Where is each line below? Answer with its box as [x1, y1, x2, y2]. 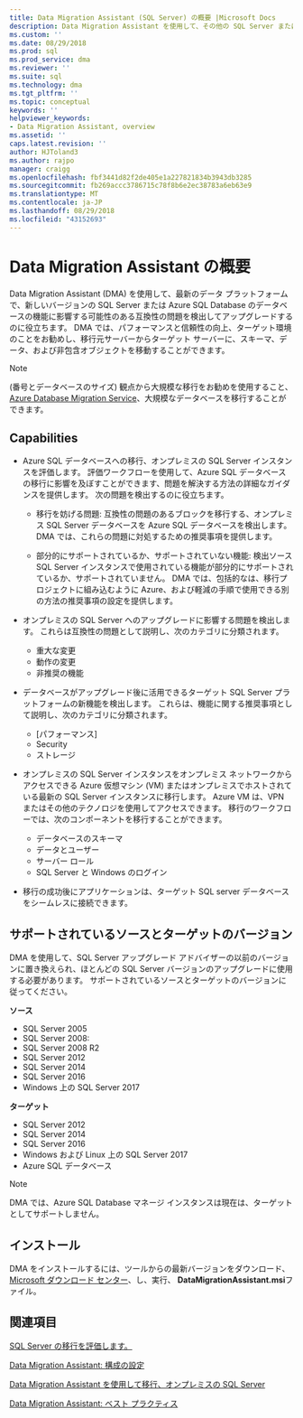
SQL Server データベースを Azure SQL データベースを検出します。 [46, 520, 292, 531]
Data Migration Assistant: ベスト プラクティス [9, 1397, 179, 1409]
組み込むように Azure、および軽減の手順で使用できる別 [83, 584, 290, 595]
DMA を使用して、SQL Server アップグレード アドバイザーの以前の [9, 952, 259, 963]
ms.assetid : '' [9, 131, 67, 140]
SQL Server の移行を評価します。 [9, 1340, 133, 1351]
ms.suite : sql [9, 72, 63, 81]
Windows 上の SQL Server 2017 [22, 1082, 140, 1093]
